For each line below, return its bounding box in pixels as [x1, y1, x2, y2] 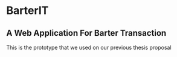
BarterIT [6, 4, 49, 18]
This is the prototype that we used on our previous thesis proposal [6, 44, 172, 51]
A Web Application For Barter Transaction [6, 28, 167, 38]
